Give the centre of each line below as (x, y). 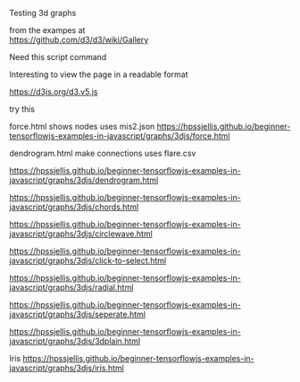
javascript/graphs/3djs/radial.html (71, 287)
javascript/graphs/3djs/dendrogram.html (84, 180)
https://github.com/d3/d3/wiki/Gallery (79, 40)
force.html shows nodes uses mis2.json (82, 126)
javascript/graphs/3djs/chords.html (74, 207)
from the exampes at (47, 30)
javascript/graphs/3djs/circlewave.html (81, 233)
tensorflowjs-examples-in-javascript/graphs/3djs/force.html (120, 136)
